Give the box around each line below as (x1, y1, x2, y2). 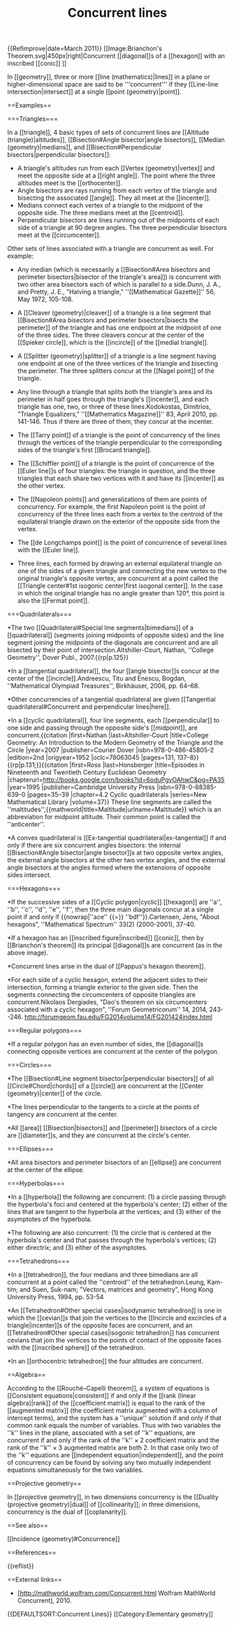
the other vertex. (17, 482, 66, 490)
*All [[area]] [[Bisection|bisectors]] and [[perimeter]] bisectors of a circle (7, 1124, 218, 1132)
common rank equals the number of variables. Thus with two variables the (7, 1421, 221, 1430)
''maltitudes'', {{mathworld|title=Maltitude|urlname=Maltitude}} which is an (7, 805, 221, 814)
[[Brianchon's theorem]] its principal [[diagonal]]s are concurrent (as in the (7, 941, 223, 950)
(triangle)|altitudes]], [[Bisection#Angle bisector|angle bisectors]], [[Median (7, 136, 225, 144)
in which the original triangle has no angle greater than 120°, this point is (17, 589, 225, 598)
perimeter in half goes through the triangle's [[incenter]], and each (17, 395, 210, 403)
